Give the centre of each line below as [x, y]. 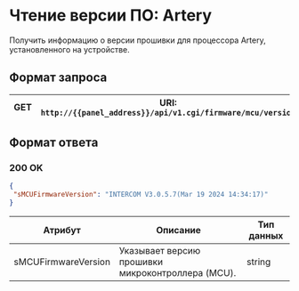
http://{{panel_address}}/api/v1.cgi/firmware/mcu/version [168, 113]
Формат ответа [54, 143]
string [259, 262]
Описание [178, 230]
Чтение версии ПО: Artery [110, 16]
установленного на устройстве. [70, 49]
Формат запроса [58, 78]
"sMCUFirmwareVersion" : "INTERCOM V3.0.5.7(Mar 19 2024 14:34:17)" [141, 195]
